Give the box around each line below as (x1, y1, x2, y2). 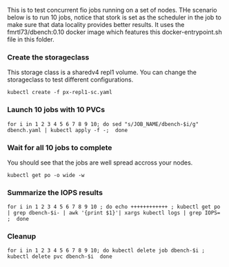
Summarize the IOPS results (7, 187, 103, 197)
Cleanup (7, 232, 37, 241)
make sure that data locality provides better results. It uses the (7, 21, 185, 28)
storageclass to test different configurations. (7, 75, 134, 84)
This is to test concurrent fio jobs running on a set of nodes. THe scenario (7, 6, 217, 14)
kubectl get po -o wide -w (7, 172, 85, 178)
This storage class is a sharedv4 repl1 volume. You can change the (7, 68, 197, 77)
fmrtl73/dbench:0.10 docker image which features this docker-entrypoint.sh (7, 28, 223, 36)
